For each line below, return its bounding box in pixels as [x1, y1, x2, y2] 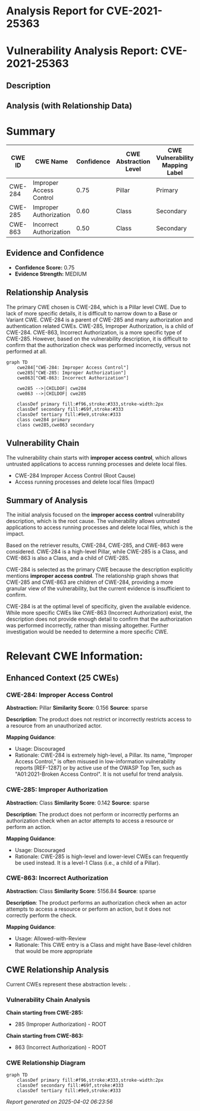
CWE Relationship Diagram [6, 1059, 86, 1067]
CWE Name [35, 157, 68, 166]
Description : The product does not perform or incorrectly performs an [6, 810, 179, 818]
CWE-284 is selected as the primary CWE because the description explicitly [6, 566, 193, 573]
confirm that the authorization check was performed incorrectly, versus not [6, 341, 191, 348]
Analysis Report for [6, 4, 104, 18]
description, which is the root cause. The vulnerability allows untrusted [6, 518, 180, 525]
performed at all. [6, 348, 47, 355]
